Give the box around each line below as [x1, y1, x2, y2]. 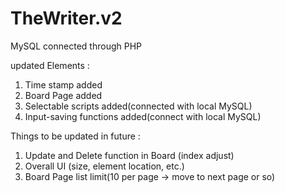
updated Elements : [10, 59, 90, 71]
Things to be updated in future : [10, 130, 141, 142]
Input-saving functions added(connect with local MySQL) [24, 110, 262, 122]
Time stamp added [24, 78, 103, 91]
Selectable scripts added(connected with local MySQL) [24, 100, 253, 112]
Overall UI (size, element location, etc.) [24, 160, 185, 172]
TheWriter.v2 [10, 7, 123, 30]
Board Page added [24, 89, 103, 101]
